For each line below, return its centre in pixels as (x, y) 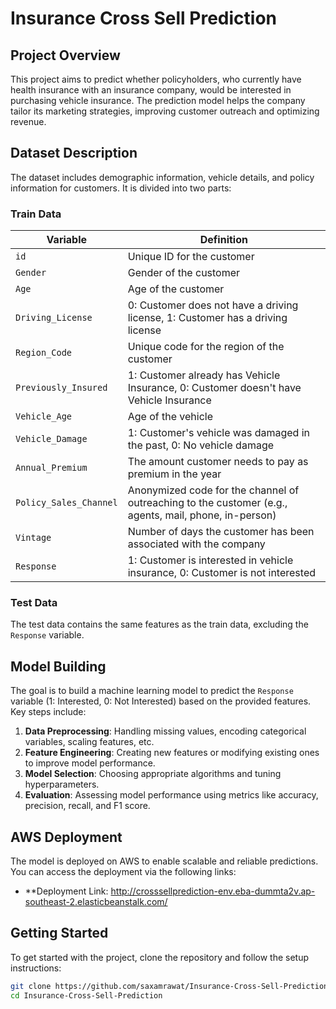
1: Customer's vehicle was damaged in (218, 433)
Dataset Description (74, 153)
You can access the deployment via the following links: (123, 872)
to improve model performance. (90, 763)
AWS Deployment (66, 837)
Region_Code (44, 353)
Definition (223, 240)
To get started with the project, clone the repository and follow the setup (160, 957)
